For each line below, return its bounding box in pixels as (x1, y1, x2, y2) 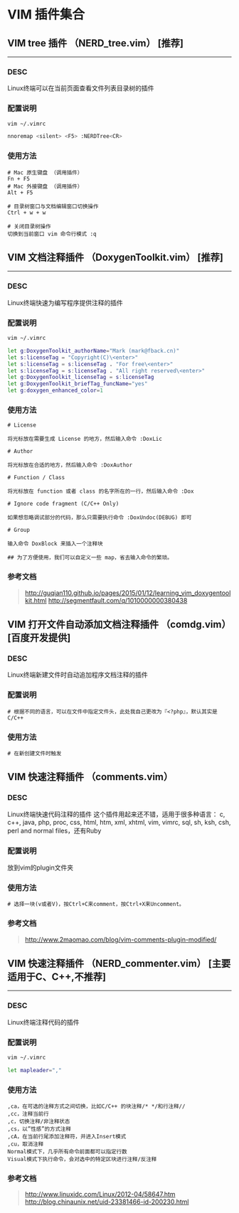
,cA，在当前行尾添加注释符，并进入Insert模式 (7, 1133, 127, 1140)
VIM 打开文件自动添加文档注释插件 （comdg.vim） (7, 619, 231, 631)
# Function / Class (7, 474, 65, 481)
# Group (7, 527, 31, 534)
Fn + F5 (7, 175, 31, 182)
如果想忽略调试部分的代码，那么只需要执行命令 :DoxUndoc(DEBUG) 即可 (7, 514, 192, 521)
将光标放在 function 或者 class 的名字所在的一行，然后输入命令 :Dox (7, 488, 194, 495)
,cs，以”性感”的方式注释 (7, 1125, 71, 1133)
